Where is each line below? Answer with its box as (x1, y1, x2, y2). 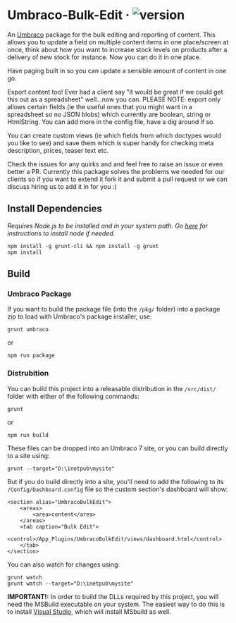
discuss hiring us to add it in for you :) (7, 182, 118, 190)
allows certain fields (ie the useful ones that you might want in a (7, 102, 192, 111)
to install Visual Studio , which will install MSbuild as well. (7, 607, 171, 616)
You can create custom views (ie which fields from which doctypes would (7, 131, 222, 140)
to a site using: (7, 451, 50, 459)
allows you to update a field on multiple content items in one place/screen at (7, 37, 229, 46)
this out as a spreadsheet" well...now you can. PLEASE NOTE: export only (7, 95, 221, 104)
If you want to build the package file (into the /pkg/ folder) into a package (7, 305, 221, 314)
